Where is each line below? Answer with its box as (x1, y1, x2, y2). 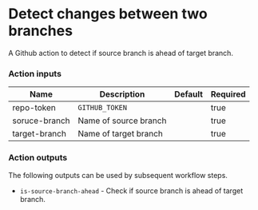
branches (8, 22, 73, 40)
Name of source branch (77, 115, 167, 126)
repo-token (12, 102, 56, 113)
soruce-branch (12, 115, 70, 126)
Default (174, 89, 204, 100)
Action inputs (8, 68, 62, 79)
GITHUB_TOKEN (77, 103, 128, 113)
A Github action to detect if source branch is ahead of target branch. (8, 48, 234, 57)
